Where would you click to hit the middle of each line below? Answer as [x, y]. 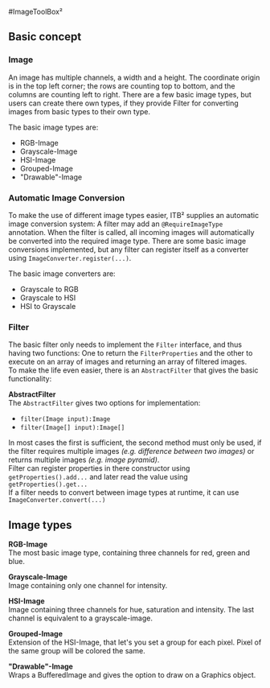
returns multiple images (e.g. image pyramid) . [84, 460]
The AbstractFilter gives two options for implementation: [104, 403]
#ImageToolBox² [35, 12]
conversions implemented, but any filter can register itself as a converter [129, 249]
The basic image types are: [53, 127]
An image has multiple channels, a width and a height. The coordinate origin [134, 77]
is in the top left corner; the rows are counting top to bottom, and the [122, 86]
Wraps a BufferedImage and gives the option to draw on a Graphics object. [132, 675]
